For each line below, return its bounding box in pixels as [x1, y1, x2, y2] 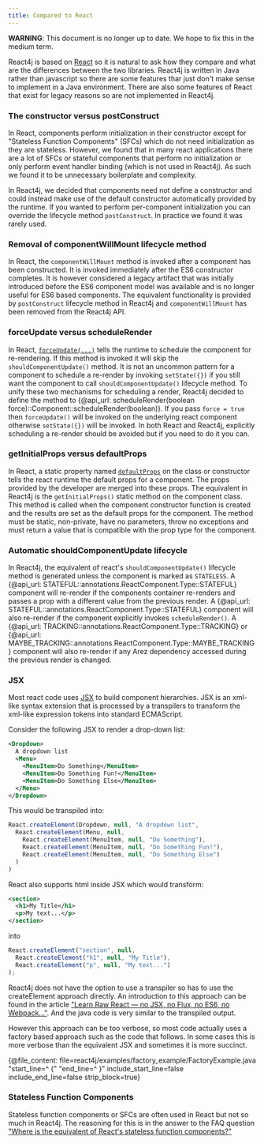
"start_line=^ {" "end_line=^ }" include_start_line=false [8, 1063, 184, 1073]
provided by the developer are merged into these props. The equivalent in [8, 483, 248, 492]
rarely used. [8, 219, 47, 228]
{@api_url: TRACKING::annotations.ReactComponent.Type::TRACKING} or [8, 622, 248, 631]
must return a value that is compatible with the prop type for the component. [8, 525, 257, 534]
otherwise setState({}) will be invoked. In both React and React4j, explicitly [8, 420, 255, 430]
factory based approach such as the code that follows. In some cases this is [8, 1032, 255, 1041]
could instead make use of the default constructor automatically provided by [8, 194, 256, 203]
